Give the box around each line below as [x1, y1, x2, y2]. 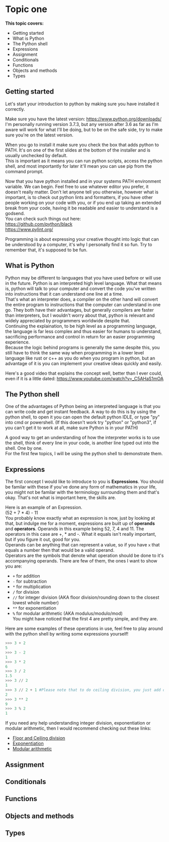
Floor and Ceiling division [12, 735, 65, 741]
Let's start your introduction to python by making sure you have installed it [5, 101, 159, 107]
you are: [5, 563, 23, 570]
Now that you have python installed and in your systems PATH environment [5, 178, 161, 184]
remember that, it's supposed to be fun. [5, 247, 88, 253]
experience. [5, 339, 30, 345]
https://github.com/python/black [5, 221, 73, 227]
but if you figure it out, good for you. [5, 536, 80, 542]
